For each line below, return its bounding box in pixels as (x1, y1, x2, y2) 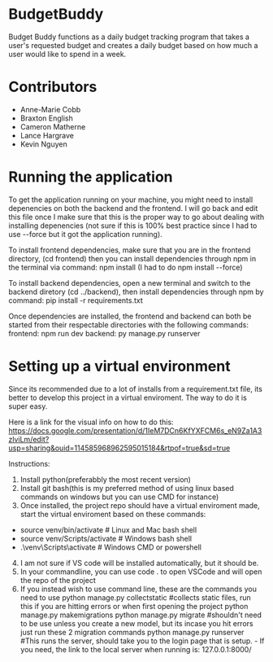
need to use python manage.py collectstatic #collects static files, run (19, 592, 252, 603)
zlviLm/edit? (8, 434, 50, 444)
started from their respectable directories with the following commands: (8, 319, 249, 330)
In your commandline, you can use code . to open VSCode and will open (19, 567, 262, 577)
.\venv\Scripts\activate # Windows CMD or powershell (19, 542, 201, 552)
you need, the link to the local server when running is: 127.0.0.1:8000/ (19, 644, 252, 654)
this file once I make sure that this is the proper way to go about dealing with (8, 212, 265, 221)
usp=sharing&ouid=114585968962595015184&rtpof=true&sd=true (8, 443, 231, 453)
